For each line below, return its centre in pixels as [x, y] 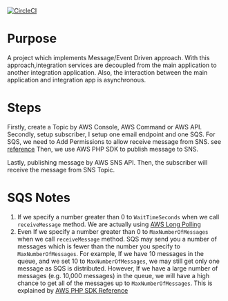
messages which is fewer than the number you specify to [99, 246]
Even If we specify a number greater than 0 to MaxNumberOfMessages [113, 231]
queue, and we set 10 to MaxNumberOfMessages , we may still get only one [118, 261]
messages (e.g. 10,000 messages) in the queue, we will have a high [113, 275]
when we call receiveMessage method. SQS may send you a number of [117, 239]
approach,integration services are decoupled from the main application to [112, 65]
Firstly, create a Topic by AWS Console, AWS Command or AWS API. [105, 127]
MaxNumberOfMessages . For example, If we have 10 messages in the [110, 253]
